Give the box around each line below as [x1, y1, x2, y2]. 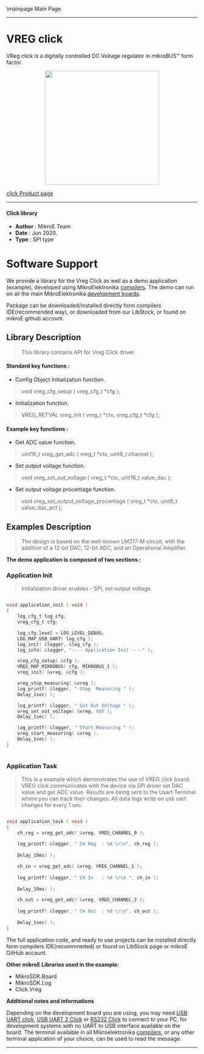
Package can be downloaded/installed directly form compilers [6, 302, 162, 309]
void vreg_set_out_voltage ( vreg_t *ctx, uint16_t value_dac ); [21, 474, 172, 481]
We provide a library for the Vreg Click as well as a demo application [6, 277, 177, 284]
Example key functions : [6, 425, 69, 432]
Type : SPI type [15, 236, 54, 243]
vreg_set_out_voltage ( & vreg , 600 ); [17, 708, 113, 714]
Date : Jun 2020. [15, 229, 58, 236]
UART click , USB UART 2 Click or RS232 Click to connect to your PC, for [6, 1015, 187, 1023]
